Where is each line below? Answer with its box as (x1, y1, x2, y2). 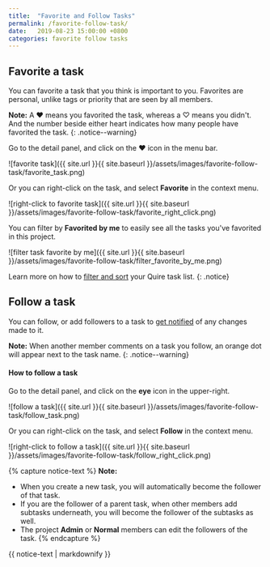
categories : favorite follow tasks (8, 34, 129, 43)
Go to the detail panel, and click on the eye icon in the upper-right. (8, 386, 230, 396)
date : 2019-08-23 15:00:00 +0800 (8, 27, 129, 35)
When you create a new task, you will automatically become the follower (19, 482, 261, 492)
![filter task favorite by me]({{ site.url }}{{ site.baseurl (8, 248, 185, 258)
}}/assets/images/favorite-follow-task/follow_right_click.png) (8, 450, 212, 460)
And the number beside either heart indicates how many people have (8, 119, 238, 129)
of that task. (19, 491, 61, 501)
